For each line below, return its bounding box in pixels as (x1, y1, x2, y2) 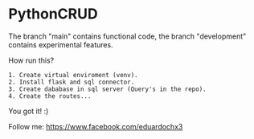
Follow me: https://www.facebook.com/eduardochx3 (8, 121, 183, 131)
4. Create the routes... (8, 92, 92, 100)
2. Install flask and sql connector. (8, 78, 135, 86)
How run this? (8, 55, 55, 65)
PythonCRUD (8, 5, 98, 23)
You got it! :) (8, 106, 49, 116)
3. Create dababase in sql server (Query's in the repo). (8, 85, 207, 93)
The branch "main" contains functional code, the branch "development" (8, 31, 247, 41)
